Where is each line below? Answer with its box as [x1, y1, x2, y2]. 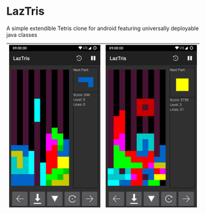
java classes [6, 31, 38, 38]
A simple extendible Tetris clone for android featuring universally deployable [6, 25, 199, 32]
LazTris [6, 4, 45, 18]
